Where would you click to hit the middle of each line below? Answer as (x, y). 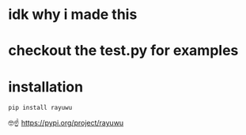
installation (46, 86)
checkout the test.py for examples (123, 51)
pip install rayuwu (40, 108)
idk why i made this (73, 15)
